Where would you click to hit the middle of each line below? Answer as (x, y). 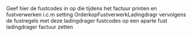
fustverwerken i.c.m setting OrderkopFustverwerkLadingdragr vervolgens (96, 15)
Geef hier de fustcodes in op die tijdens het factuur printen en (81, 8)
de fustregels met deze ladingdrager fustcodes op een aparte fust (87, 21)
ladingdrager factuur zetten (40, 27)
